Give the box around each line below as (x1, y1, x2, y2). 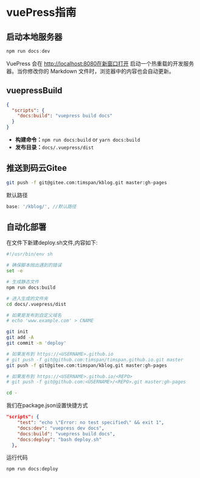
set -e (6, 268, 23, 274)
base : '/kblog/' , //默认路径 (6, 203, 77, 210)
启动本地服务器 (6, 32, 63, 42)
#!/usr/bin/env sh (6, 251, 53, 257)
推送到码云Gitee (6, 163, 67, 173)
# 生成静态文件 (6, 279, 40, 285)
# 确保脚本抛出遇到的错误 (6, 262, 62, 268)
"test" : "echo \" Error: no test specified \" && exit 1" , (17, 420, 165, 426)
